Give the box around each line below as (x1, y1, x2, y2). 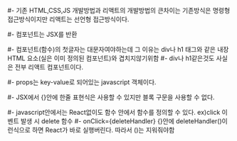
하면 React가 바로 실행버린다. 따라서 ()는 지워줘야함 (31, 126, 175, 134)
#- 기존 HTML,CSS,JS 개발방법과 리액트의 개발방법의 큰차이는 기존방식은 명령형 (7, 6, 231, 14)
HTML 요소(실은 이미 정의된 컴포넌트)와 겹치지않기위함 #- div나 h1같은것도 (7, 54, 215, 62)
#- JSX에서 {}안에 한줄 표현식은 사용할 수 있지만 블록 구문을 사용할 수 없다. (7, 93, 215, 101)
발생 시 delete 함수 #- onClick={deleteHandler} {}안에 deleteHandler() (20, 117, 222, 125)
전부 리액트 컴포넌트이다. (14, 63, 84, 71)
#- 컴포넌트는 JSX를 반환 (7, 30, 78, 38)
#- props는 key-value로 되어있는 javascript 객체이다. (7, 78, 157, 86)
